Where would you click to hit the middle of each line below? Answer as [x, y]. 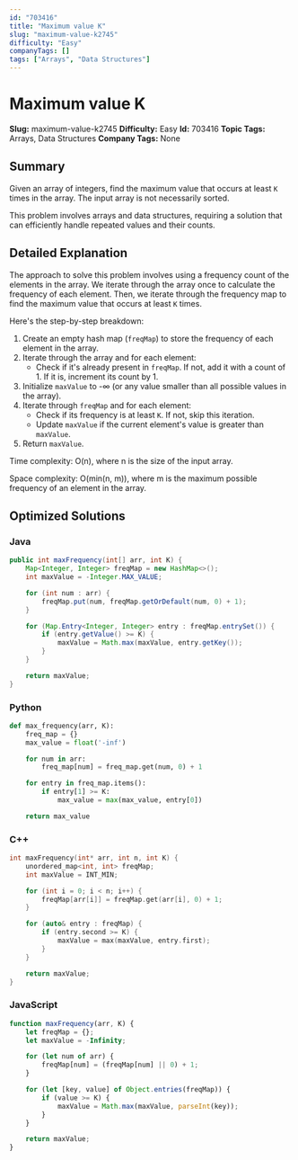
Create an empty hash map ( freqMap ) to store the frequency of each [148, 338]
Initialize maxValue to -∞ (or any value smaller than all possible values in [154, 386]
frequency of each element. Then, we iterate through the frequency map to [148, 294]
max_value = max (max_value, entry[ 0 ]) [130, 800]
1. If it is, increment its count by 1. [97, 376]
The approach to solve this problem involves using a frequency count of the [149, 274]
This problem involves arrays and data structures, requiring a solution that [146, 215]
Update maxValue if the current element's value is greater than [150, 424]
